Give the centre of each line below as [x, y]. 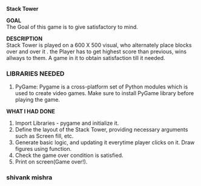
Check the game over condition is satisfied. [69, 155]
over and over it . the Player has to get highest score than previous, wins [96, 51]
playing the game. [38, 100]
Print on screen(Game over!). [51, 162]
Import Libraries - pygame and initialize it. [67, 123]
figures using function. [43, 149]
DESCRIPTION [25, 38]
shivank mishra [29, 178]
